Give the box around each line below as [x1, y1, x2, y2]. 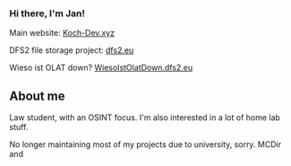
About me [9, 88, 65, 103]
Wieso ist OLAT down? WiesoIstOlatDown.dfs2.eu [9, 62, 193, 74]
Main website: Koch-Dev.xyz [9, 28, 115, 39]
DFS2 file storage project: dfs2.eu [9, 45, 134, 56]
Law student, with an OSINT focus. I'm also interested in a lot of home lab [9, 112, 280, 123]
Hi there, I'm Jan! [9, 7, 86, 20]
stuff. [9, 122, 29, 133]
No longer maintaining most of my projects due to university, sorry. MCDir [9, 139, 282, 150]
